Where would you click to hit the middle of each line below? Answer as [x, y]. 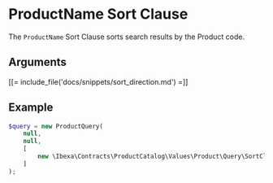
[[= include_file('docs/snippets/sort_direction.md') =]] [98, 81]
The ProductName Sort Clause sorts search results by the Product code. [127, 37]
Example [31, 108]
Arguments [38, 62]
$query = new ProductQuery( [56, 126]
